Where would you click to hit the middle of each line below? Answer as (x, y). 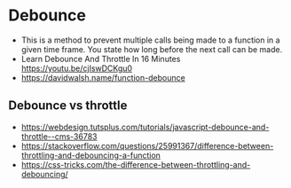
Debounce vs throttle (68, 106)
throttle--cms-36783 (59, 136)
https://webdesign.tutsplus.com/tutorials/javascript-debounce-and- (145, 127)
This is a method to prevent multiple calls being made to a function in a (150, 40)
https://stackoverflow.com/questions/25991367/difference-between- (147, 145)
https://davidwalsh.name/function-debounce (103, 77)
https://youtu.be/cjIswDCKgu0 (77, 68)
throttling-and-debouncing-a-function (91, 155)
